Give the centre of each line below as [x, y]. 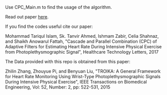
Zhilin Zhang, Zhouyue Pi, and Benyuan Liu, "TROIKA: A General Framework [83, 71]
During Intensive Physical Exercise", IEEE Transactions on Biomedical [76, 82]
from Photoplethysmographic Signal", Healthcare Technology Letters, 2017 [82, 52]
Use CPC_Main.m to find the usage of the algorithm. [59, 7]
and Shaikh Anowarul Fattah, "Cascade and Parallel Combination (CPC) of [81, 41]
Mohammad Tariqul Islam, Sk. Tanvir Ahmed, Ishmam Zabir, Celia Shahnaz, [82, 36]
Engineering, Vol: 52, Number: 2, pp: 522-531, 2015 [58, 87]
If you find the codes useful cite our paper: [49, 26]
